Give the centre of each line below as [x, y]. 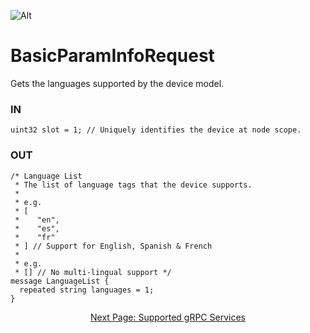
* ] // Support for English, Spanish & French [113, 246]
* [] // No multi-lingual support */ [93, 272]
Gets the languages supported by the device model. [117, 83]
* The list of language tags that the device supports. [133, 185]
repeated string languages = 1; [87, 290]
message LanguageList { [60, 281]
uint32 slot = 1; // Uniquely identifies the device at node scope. [156, 130]
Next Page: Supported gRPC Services [168, 317]
